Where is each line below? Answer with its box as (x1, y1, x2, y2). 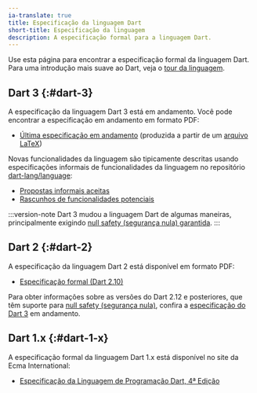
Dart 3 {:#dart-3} (8, 86, 93, 99)
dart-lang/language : (8, 171, 73, 181)
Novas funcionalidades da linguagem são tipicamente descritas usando (8, 154, 239, 163)
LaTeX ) (19, 139, 42, 149)
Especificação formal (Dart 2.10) (19, 277, 124, 286)
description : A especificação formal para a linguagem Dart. (8, 33, 212, 42)
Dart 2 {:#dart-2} (8, 241, 92, 254)
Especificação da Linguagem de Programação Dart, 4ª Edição (19, 376, 220, 385)
